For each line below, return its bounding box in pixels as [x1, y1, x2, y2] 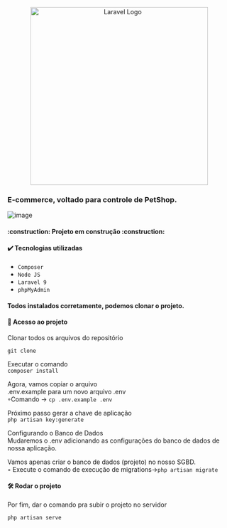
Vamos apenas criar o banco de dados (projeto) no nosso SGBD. [7, 458, 196, 466]
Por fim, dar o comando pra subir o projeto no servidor [7, 500, 167, 509]
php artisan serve [7, 514, 62, 522]
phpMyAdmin [17, 287, 50, 294]
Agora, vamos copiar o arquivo [7, 379, 98, 388]
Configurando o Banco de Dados [7, 428, 104, 437]
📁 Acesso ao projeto [7, 317, 68, 327]
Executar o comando [7, 359, 68, 368]
